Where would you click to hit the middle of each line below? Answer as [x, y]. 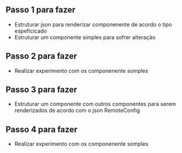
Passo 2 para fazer [41, 56]
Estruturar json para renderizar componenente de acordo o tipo [93, 24]
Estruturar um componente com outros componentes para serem [95, 104]
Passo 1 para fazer [41, 10]
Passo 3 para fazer [42, 90]
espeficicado [31, 31]
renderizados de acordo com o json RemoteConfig [77, 110]
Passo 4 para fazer [42, 129]
